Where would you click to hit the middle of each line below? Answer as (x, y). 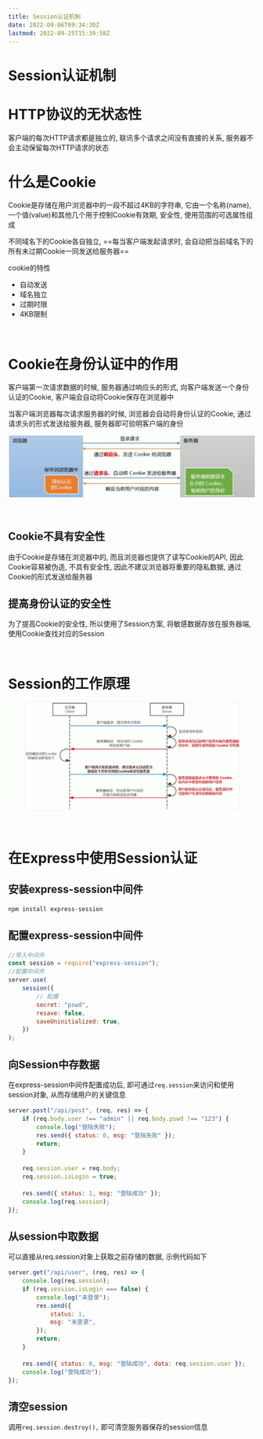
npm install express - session (56, 909)
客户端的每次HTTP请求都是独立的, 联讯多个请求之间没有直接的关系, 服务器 (128, 137)
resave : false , (61, 1013)
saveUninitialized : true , (79, 1021)
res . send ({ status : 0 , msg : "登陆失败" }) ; (106, 1135)
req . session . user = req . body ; (72, 1169)
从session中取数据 (54, 1236)
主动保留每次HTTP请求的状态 (62, 147)
